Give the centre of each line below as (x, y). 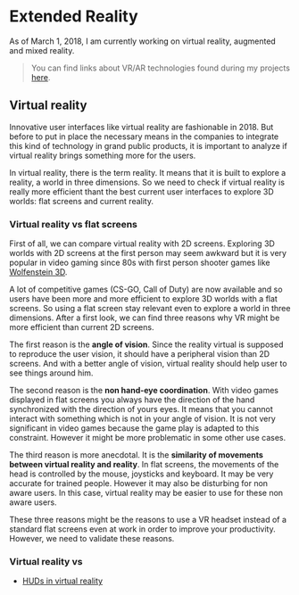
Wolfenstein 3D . (38, 272)
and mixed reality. (42, 50)
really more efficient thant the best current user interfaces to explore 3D (141, 191)
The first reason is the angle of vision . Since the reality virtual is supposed (146, 344)
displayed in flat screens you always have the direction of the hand (132, 400)
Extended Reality (74, 17)
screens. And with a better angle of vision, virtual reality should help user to (148, 364)
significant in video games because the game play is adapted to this (134, 428)
